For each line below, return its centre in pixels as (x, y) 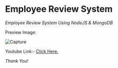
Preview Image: (21, 32)
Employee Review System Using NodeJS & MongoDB (59, 23)
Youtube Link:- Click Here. (32, 51)
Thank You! (17, 61)
